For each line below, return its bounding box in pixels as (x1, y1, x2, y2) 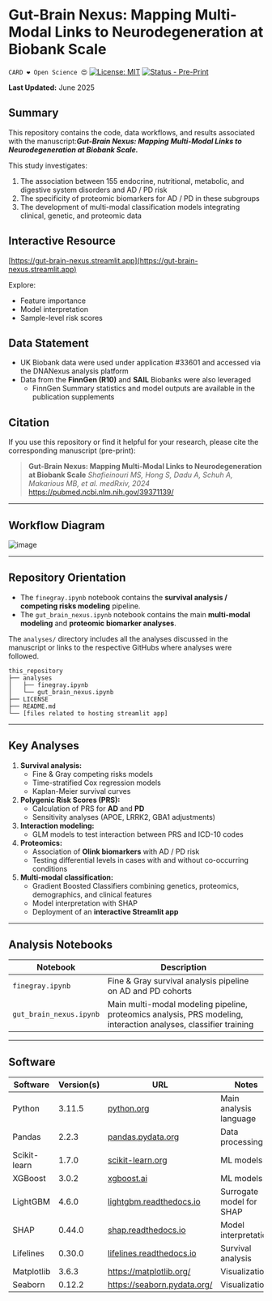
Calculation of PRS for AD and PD (32, 804, 145, 813)
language (220, 1113, 257, 1124)
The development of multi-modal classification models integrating (19, 202, 240, 211)
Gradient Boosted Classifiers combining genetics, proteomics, (32, 881, 240, 890)
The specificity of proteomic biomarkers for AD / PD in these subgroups (19, 193, 261, 203)
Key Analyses (8, 739, 79, 753)
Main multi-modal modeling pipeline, (107, 999, 249, 1010)
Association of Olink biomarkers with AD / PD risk (32, 847, 200, 856)
